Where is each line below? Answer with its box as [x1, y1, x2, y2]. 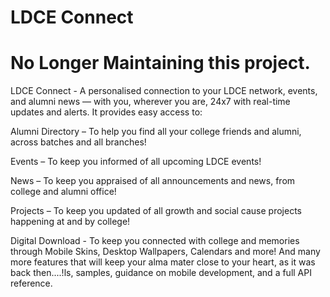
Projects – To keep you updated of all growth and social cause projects [10, 205, 302, 217]
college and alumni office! [10, 186, 117, 198]
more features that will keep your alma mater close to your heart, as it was [10, 256, 316, 268]
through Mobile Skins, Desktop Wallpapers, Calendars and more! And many [10, 246, 321, 258]
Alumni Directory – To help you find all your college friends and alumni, [10, 126, 302, 138]
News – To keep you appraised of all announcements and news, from [10, 175, 296, 187]
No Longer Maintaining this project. [10, 52, 311, 75]
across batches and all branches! [10, 136, 147, 148]
